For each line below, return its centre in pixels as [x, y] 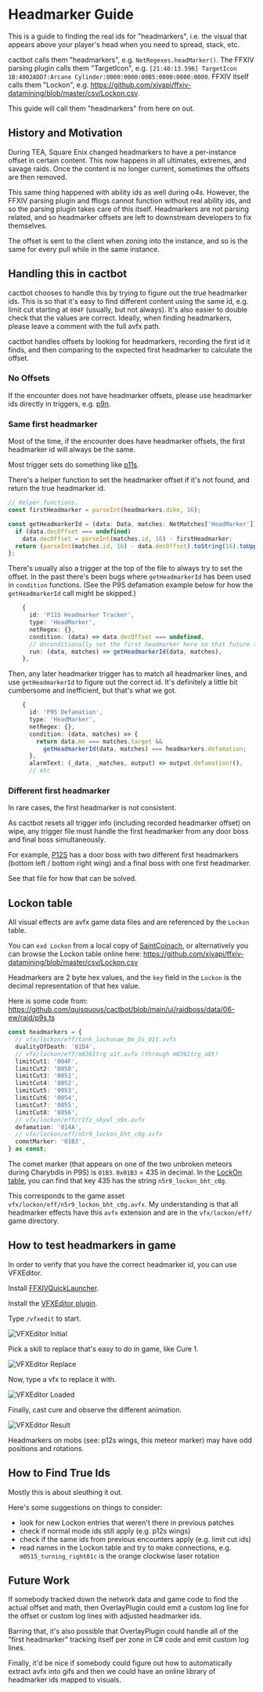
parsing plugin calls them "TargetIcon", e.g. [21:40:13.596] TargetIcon [122, 68]
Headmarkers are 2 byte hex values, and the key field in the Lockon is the [125, 978]
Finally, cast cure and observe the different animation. [95, 1409]
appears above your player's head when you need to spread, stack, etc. [124, 44]
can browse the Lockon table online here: [75, 954]
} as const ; [27, 1149]
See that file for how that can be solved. [72, 879]
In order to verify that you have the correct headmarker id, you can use [122, 1264]
